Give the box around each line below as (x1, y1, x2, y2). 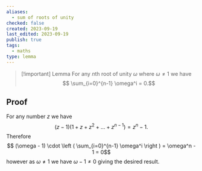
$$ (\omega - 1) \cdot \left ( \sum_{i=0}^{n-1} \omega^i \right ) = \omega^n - (7, 142, 196, 149)
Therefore (6, 133, 31, 140)
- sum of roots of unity (11, 14, 74, 20)
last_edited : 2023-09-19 (6, 31, 69, 37)
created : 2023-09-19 (6, 25, 58, 32)
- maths (11, 48, 31, 54)
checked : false (6, 20, 45, 26)
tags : (6, 43, 20, 49)
